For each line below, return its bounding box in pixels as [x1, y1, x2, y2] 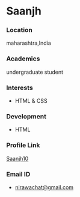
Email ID [6, 170, 31, 178]
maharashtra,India [6, 39, 51, 47]
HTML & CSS [14, 97, 48, 105]
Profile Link [6, 141, 40, 149]
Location [6, 26, 33, 34]
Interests [6, 83, 33, 92]
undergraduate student [6, 68, 64, 76]
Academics [6, 54, 40, 63]
